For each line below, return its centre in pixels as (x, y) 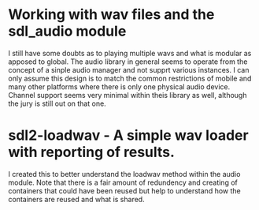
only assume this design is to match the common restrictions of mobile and (130, 78)
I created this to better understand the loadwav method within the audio (124, 174)
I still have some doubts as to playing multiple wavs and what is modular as (130, 53)
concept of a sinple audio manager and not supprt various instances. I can (129, 69)
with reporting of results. (92, 152)
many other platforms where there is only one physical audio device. (119, 86)
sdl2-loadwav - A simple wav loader (129, 135)
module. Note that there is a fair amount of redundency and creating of (123, 182)
